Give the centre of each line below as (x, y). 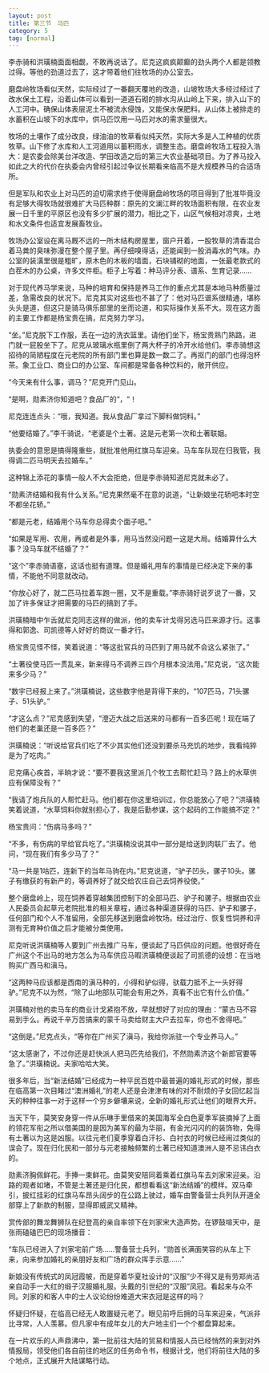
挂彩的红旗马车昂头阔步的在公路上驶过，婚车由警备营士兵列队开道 (145, 1195)
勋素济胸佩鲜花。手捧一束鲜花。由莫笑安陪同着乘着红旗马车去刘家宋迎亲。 (131, 1175)
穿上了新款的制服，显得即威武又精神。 (78, 1205)
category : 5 (28, 31)
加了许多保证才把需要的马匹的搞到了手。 (75, 603)
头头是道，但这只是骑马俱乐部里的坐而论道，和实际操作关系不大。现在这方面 (134, 308)
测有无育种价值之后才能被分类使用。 (68, 928)
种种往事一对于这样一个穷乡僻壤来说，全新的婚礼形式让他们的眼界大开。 (141, 1101)
